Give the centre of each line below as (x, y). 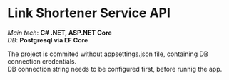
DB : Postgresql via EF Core (48, 40)
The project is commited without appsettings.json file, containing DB (108, 54)
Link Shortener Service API (89, 13)
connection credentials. (42, 61)
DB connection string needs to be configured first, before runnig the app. (115, 69)
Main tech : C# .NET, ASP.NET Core (60, 33)
